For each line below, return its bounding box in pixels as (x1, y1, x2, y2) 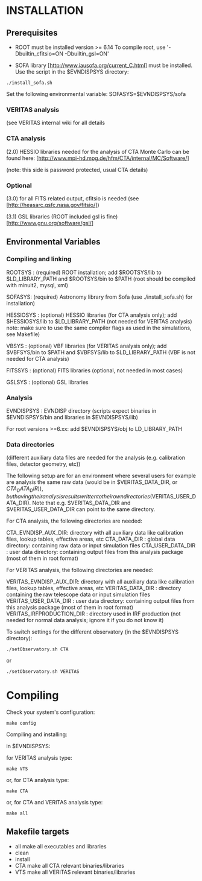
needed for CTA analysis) (6, 355, 69, 362)
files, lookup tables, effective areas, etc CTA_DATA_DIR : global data (6, 535, 175, 542)
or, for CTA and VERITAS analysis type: (6, 798, 103, 806)
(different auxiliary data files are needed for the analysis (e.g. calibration (6, 454, 186, 462)
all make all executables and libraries (14, 842, 107, 850)
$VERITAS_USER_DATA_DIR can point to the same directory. (6, 505, 156, 513)
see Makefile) (6, 330, 40, 338)
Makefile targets (6, 827, 69, 837)
